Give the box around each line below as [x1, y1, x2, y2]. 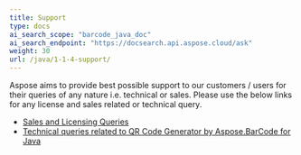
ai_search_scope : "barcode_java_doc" [9, 30, 152, 39]
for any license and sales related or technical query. [9, 99, 202, 109]
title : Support [9, 13, 67, 23]
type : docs [9, 22, 51, 31]
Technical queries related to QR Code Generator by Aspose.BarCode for [22, 126, 291, 136]
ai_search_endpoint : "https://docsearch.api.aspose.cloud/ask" [9, 38, 253, 48]
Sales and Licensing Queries [22, 116, 129, 127]
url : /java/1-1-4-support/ [9, 55, 111, 64]
